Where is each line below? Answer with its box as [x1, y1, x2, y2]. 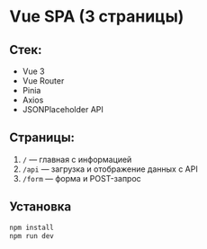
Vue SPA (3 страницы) [9, 6, 184, 27]
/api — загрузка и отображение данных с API [22, 164, 198, 174]
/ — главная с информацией [22, 154, 132, 165]
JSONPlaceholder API [22, 104, 103, 114]
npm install [9, 223, 54, 232]
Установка [9, 200, 72, 215]
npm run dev [9, 231, 54, 240]
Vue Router [22, 76, 65, 86]
